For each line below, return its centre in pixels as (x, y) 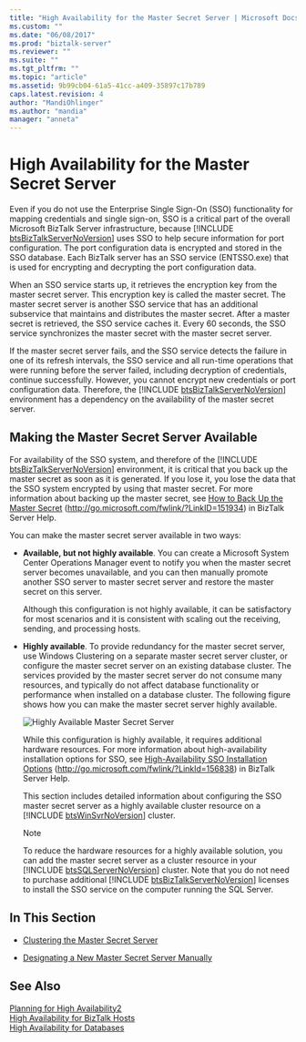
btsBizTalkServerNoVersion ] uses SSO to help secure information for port (147, 239)
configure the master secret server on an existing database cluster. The (157, 665)
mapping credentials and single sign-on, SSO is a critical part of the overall (150, 219)
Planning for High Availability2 (66, 1008)
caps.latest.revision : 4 (56, 94)
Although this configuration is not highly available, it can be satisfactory (157, 609)
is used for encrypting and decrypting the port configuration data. (133, 267)
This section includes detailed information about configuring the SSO (152, 796)
